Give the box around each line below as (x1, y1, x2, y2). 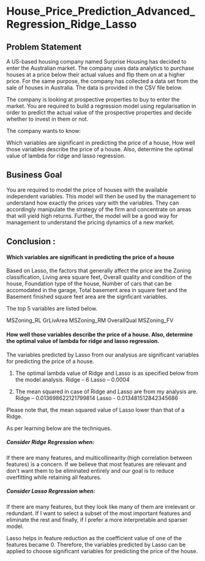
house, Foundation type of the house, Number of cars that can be (6, 280, 172, 287)
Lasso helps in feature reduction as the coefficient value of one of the (6, 534, 182, 541)
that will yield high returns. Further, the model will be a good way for (6, 212, 178, 219)
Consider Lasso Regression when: (6, 488, 95, 495)
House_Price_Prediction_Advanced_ (6, 4, 195, 18)
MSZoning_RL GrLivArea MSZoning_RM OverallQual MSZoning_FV (6, 317, 174, 324)
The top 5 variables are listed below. (6, 305, 98, 312)
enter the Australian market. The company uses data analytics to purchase (6, 64, 195, 72)
